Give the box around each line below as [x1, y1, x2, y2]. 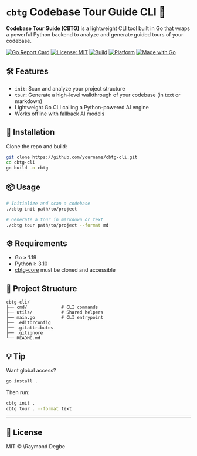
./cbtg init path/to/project [6, 206, 77, 212]
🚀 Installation [6, 127, 55, 137]
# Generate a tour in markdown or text [6, 217, 104, 222]
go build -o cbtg [6, 165, 49, 171]
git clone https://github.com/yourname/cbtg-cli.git [6, 154, 138, 160]
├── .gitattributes [6, 325, 54, 331]
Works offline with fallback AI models [14, 110, 105, 117]
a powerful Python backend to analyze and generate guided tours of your [6, 31, 184, 38]
